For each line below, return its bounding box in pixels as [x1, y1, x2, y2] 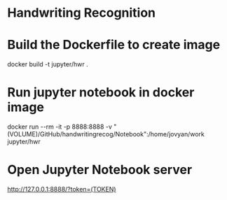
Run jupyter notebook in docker [7, 85, 195, 101]
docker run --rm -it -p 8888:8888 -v [7, 122, 112, 131]
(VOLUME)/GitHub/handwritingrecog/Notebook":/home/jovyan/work [7, 130, 205, 138]
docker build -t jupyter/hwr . [7, 60, 89, 69]
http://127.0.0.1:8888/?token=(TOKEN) [7, 185, 117, 193]
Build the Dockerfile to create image [7, 37, 221, 53]
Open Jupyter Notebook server [7, 162, 193, 178]
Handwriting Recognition [7, 5, 156, 21]
